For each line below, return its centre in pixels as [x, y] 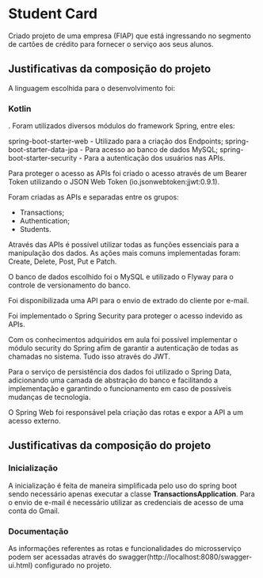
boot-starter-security [43, 158]
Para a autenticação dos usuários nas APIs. [154, 158]
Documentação [38, 531]
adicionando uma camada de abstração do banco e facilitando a [113, 380]
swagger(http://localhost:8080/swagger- [185, 557]
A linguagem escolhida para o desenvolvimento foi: [92, 88]
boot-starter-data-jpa [43, 150]
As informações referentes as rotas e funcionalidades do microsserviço [125, 549]
